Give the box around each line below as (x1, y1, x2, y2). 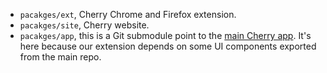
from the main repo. (19, 51, 102, 63)
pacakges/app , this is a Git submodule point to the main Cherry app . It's (19, 30, 312, 41)
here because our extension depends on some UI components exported (19, 40, 317, 52)
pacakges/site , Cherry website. (19, 19, 150, 31)
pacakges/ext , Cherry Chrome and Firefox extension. (19, 9, 237, 20)
